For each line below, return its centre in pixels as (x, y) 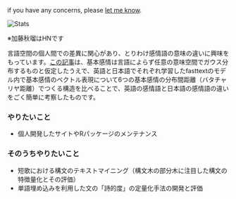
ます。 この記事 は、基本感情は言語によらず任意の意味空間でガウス (127, 62)
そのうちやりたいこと (43, 154)
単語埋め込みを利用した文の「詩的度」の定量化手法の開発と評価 (110, 188)
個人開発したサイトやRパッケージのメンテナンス (87, 134)
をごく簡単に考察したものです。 (54, 97)
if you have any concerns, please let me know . (75, 10)
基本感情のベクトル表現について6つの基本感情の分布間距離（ (114, 79)
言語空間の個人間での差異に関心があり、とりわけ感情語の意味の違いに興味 (115, 53)
